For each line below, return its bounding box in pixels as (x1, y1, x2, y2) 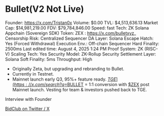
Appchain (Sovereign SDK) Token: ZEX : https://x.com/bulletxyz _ (5, 30, 136, 36)
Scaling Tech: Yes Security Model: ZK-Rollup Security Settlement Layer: (10, 51, 157, 57)
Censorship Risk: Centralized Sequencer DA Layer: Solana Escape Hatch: (5, 35, 154, 41)
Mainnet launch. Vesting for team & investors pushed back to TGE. (12, 87, 147, 92)
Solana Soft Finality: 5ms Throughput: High (5, 56, 93, 62)
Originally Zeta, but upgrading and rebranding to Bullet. (12, 65, 125, 72)
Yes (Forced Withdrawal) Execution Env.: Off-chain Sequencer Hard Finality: (5, 40, 160, 46)
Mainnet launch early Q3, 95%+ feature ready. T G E (12, 76, 117, 82)
